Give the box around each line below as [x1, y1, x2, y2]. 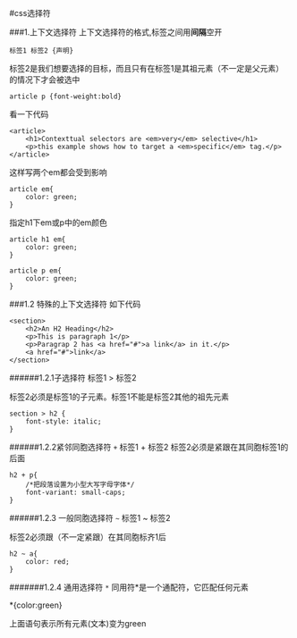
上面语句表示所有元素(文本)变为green [9, 618, 147, 628]
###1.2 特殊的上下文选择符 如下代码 [9, 298, 141, 309]
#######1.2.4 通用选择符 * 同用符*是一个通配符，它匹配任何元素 [9, 582, 249, 592]
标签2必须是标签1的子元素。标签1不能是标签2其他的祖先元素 [9, 391, 230, 402]
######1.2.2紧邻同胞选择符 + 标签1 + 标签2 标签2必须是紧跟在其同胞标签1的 [9, 441, 289, 452]
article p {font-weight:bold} [9, 92, 123, 101]
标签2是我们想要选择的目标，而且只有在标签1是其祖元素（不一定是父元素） [9, 63, 284, 73]
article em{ [9, 185, 54, 194]
